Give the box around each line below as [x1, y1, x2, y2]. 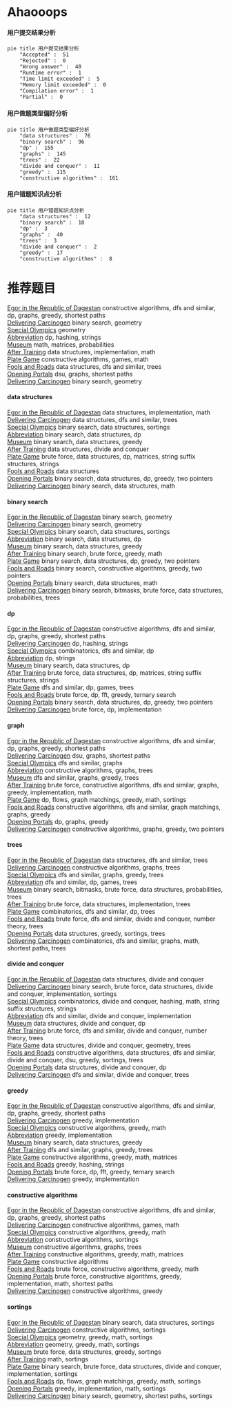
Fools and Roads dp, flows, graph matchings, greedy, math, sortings [7, 1377, 201, 1385]
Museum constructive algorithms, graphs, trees [7, 1243, 142, 1251]
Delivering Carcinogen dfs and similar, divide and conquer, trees [7, 1070, 190, 1078]
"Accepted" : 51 [19, 51, 70, 59]
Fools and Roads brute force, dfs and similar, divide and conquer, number [7, 915, 216, 923]
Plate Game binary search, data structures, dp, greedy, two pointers [7, 557, 200, 565]
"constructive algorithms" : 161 [19, 174, 119, 182]
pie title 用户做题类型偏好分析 [7, 126, 90, 133]
